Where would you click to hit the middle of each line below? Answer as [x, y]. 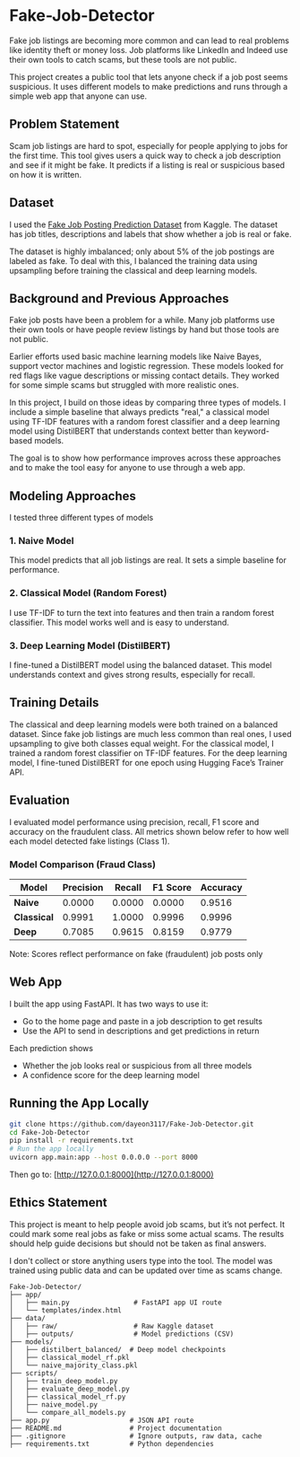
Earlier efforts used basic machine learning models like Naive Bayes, [136, 356]
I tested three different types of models [81, 518]
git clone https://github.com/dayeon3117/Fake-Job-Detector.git [132, 1124]
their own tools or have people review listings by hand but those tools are [144, 329]
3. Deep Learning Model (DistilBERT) [90, 645]
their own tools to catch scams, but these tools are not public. [123, 59]
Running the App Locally [79, 1104]
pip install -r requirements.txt [72, 1141]
